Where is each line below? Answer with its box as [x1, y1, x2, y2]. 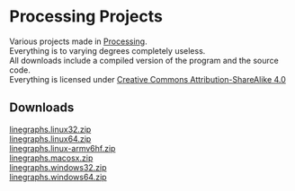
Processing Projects [9, 6, 164, 27]
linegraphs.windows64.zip [9, 171, 107, 182]
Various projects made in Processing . [9, 36, 147, 47]
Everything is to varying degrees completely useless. [9, 45, 206, 56]
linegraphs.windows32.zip [9, 161, 107, 172]
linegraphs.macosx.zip [9, 152, 94, 163]
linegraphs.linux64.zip [9, 133, 92, 144]
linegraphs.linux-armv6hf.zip [9, 143, 116, 153]
